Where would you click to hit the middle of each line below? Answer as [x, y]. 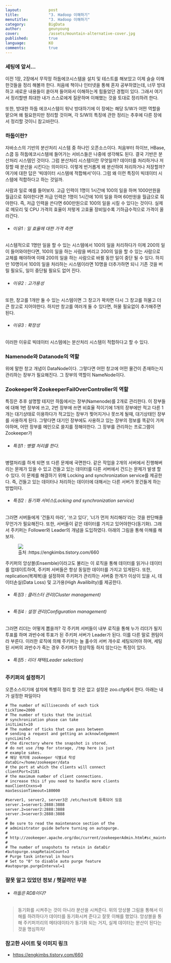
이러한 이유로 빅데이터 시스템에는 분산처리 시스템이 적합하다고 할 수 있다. [77, 342]
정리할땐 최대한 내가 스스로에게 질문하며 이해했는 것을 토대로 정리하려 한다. [84, 98]
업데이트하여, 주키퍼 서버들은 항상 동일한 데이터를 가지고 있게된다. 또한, [81, 569]
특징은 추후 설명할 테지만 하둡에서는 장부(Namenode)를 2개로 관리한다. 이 [79, 401]
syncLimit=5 [18, 739]
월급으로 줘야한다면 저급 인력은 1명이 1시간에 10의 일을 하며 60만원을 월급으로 [82, 197]
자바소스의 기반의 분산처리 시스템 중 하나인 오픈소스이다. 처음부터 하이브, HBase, [85, 148]
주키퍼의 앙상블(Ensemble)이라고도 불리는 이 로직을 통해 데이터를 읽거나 [77, 563]
